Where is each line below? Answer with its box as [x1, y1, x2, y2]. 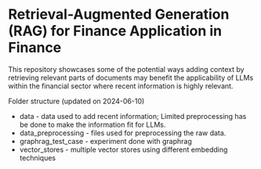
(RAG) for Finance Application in [8, 22, 223, 40]
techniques [19, 153, 56, 162]
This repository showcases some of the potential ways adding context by [8, 64, 245, 74]
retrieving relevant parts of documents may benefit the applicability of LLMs [8, 73, 254, 82]
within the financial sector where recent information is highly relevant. [8, 81, 234, 91]
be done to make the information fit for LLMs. [19, 120, 166, 129]
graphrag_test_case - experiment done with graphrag [19, 136, 192, 146]
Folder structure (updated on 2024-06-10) [8, 96, 145, 106]
